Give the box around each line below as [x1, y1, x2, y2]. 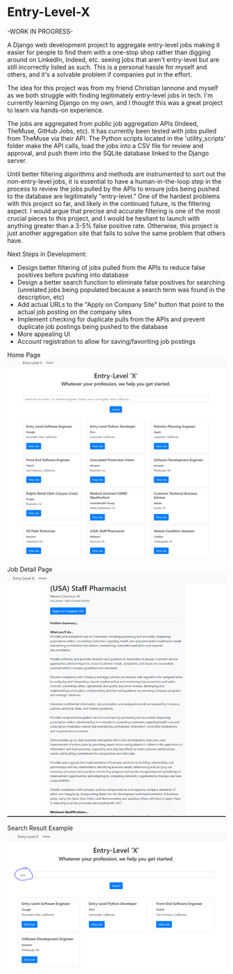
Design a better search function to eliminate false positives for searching [17, 278, 225, 286]
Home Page [7, 351, 41, 359]
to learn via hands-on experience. [7, 106, 104, 114]
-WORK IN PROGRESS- [7, 27, 74, 35]
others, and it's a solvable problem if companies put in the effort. [7, 70, 193, 79]
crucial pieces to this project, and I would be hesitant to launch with [7, 214, 200, 223]
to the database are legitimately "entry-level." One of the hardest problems [7, 192, 221, 200]
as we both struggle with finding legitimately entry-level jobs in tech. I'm [7, 91, 214, 99]
